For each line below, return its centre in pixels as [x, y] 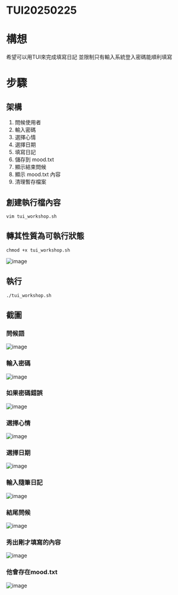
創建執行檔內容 [34, 202]
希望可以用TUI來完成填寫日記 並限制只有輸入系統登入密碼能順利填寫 [89, 57]
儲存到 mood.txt [34, 160]
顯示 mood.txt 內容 [38, 174]
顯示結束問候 [30, 167]
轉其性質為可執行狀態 [45, 236]
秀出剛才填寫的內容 [34, 542]
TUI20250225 [42, 10]
